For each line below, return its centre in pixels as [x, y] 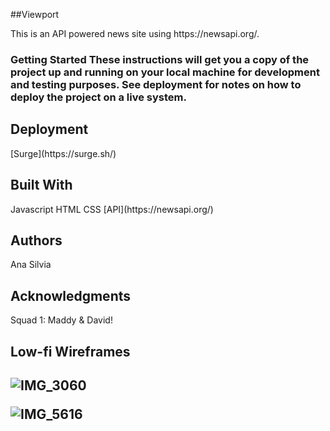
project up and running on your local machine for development [165, 72]
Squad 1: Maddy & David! [61, 320]
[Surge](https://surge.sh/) [63, 153]
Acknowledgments [71, 295]
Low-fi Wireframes [70, 351]
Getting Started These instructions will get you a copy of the [160, 59]
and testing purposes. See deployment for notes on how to [156, 84]
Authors [36, 240]
